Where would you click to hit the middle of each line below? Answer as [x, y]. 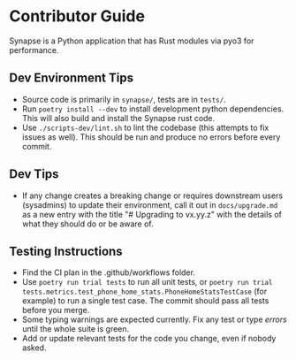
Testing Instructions [66, 251]
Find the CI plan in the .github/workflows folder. [109, 272]
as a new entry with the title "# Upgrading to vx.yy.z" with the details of [152, 214]
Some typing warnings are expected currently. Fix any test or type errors [154, 319]
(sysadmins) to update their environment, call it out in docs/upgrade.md [150, 204]
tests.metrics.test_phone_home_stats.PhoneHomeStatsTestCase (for [144, 291]
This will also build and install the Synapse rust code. [118, 118]
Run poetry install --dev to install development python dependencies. [153, 109]
